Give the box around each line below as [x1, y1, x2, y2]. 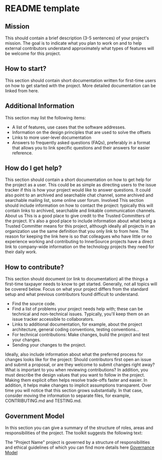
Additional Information [5, 102, 74, 110]
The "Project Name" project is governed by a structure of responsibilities [5, 440, 150, 445]
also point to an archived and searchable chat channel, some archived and [5, 192, 153, 198]
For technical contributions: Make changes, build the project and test [12, 332, 149, 338]
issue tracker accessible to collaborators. [12, 316, 94, 322]
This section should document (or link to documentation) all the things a [5, 276, 148, 282]
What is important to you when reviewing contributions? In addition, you [5, 367, 148, 373]
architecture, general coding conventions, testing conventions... [12, 327, 139, 332]
